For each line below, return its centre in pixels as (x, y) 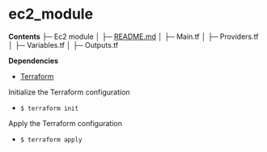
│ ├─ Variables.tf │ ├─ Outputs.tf (64, 44)
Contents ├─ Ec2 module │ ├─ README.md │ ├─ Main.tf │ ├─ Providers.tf (133, 36)
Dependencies (34, 61)
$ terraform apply (51, 139)
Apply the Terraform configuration (66, 123)
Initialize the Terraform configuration (70, 92)
